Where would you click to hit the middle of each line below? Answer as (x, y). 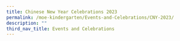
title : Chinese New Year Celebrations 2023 (62, 12)
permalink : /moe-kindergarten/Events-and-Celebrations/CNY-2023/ (90, 17)
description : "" (27, 23)
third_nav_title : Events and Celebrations (60, 29)
